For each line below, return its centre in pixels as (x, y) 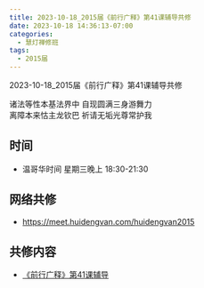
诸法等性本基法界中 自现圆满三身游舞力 (81, 104)
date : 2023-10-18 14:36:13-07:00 (71, 26)
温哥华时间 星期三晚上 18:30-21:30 (85, 169)
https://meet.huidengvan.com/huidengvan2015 (108, 221)
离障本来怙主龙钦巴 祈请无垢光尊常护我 (81, 115)
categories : (31, 34)
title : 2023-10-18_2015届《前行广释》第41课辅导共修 (100, 17)
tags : (19, 51)
